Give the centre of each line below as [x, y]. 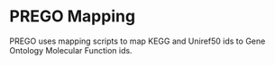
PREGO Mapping [73, 16]
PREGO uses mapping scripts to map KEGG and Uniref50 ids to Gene [137, 41]
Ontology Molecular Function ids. [71, 50]
